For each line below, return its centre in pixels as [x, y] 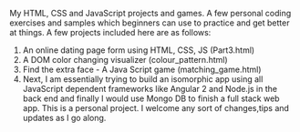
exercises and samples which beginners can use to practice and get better [150, 23]
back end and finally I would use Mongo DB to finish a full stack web [151, 98]
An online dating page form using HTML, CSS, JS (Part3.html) [139, 50]
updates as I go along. [64, 118]
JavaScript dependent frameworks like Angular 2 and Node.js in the [150, 89]
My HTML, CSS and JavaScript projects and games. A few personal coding [150, 13]
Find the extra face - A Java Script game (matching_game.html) [142, 69]
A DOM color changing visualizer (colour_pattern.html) [125, 60]
